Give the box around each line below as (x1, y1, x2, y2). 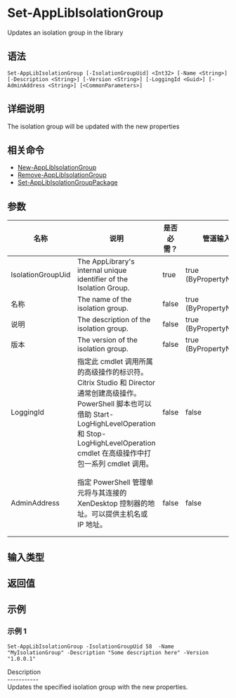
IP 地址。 (77, 520, 107, 529)
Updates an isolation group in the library (7, 28, 124, 37)
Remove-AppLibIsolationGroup (17, 171, 107, 179)
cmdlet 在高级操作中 (77, 448, 145, 458)
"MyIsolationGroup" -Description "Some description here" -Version (7, 649, 209, 656)
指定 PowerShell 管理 (77, 477, 147, 487)
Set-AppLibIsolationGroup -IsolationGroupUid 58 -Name (7, 643, 174, 650)
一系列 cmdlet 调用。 (84, 459, 153, 469)
